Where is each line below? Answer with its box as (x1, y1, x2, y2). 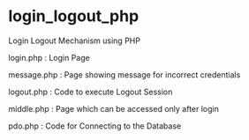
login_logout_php (8, 6, 140, 26)
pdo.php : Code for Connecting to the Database (8, 121, 182, 131)
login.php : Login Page (8, 52, 90, 63)
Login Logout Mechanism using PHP (8, 35, 140, 46)
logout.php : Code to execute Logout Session (8, 86, 173, 97)
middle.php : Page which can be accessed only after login (8, 103, 220, 114)
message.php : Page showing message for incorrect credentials (8, 69, 241, 80)
